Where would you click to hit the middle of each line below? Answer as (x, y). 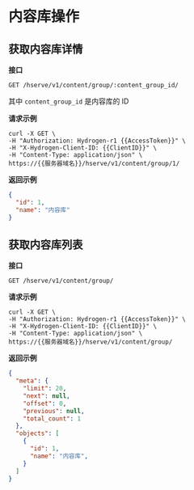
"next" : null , (46, 396)
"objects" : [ (38, 433)
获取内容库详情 (46, 49)
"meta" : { (32, 381)
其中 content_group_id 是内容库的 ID (69, 101)
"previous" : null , (54, 411)
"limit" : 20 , (45, 389)
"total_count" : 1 (52, 418)
